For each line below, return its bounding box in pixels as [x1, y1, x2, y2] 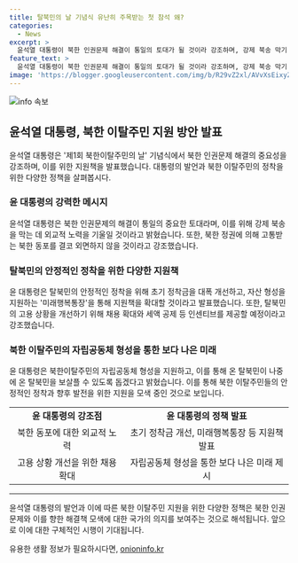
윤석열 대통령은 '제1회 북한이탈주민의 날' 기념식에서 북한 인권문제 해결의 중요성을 [9, 150, 287, 160]
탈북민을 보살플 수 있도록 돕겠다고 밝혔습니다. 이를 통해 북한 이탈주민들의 [27, 377, 279, 387]
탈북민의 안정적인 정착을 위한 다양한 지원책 [9, 264, 179, 277]
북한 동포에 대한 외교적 [17, 426, 106, 439]
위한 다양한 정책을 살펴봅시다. [9, 172, 112, 183]
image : [9, 71, 34, 80]
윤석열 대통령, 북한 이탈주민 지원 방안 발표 [9, 125, 223, 140]
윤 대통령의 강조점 [31, 410, 103, 422]
